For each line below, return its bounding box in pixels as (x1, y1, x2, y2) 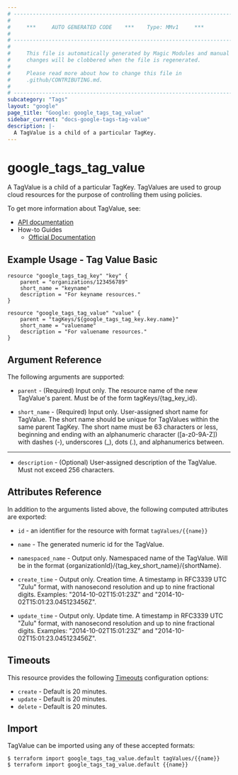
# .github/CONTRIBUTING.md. (7, 76, 103, 84)
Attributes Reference (7, 486, 102, 498)
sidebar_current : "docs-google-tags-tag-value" (7, 116, 151, 123)
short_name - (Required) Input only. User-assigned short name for (17, 407, 209, 416)
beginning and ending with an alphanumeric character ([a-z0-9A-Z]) (17, 430, 218, 438)
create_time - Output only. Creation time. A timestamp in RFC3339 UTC (17, 575, 227, 584)
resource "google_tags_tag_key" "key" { (7, 272, 129, 280)
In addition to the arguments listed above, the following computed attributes (7, 505, 229, 513)
